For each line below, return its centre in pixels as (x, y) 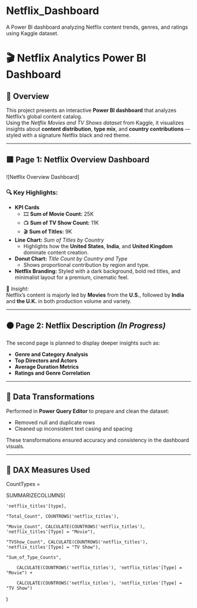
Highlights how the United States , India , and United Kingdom (98, 246)
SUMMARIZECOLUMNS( (36, 495)
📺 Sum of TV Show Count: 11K (61, 223)
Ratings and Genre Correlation (52, 373)
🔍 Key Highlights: (32, 192)
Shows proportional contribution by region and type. (86, 265)
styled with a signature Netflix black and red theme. (68, 135)
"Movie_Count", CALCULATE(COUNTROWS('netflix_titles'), (76, 527)
